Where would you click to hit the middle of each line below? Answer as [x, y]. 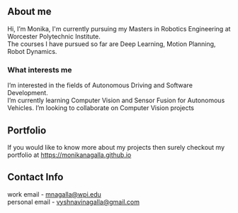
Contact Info [35, 177]
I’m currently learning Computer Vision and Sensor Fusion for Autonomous [116, 100]
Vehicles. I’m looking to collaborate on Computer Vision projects [101, 108]
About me [29, 12]
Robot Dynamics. [32, 51]
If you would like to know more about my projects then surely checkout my [116, 147]
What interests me [40, 70]
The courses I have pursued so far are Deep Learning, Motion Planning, [112, 44]
